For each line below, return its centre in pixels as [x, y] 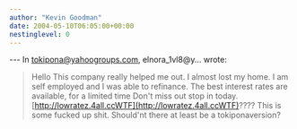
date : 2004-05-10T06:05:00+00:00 [72, 26]
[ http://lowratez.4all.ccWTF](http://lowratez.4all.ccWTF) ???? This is [156, 106]
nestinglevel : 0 [39, 34]
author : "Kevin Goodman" [56, 17]
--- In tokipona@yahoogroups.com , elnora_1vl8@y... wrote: [118, 60]
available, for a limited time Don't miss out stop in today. [135, 96]
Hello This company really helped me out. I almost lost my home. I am [160, 77]
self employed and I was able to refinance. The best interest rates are [160, 87]
